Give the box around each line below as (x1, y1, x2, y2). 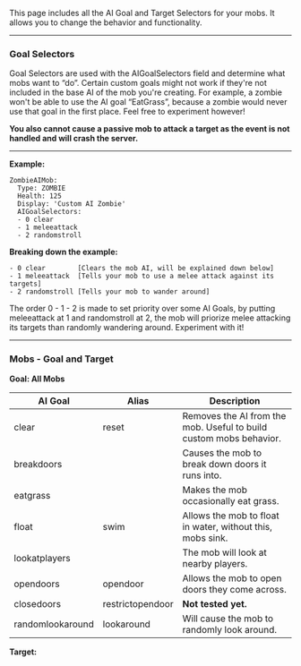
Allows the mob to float (182, 509, 279, 522)
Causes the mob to (182, 447, 262, 459)
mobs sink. (182, 532, 228, 544)
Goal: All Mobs (9, 373, 65, 384)
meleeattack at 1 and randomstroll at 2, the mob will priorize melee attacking (9, 312, 291, 323)
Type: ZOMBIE (17, 184, 66, 193)
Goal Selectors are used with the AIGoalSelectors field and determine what (9, 68, 286, 79)
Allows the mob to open (182, 572, 282, 585)
